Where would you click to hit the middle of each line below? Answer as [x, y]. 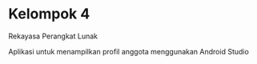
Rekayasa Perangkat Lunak [53, 36]
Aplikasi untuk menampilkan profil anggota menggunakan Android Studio [129, 51]
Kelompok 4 [49, 14]
